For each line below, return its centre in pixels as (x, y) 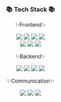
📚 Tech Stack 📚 (30, 9)
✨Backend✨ (30, 57)
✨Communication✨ (30, 81)
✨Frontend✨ (30, 25)
